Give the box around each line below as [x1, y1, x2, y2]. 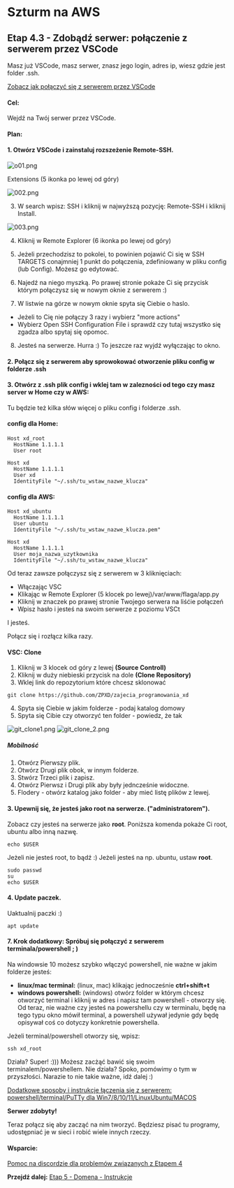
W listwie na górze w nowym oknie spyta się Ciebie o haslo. [17, 300, 190, 307]
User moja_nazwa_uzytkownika [13, 551, 98, 558]
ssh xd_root [7, 1045, 42, 1052]
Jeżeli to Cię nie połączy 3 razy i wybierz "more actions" [17, 313, 180, 321]
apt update [7, 923, 39, 930]
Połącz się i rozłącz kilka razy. [7, 632, 93, 640]
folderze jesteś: [7, 967, 52, 976]
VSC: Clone [7, 647, 42, 657]
